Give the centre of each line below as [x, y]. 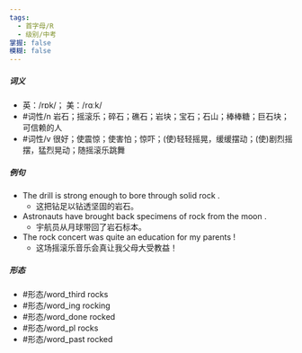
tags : [19, 18]
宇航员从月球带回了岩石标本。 [91, 227]
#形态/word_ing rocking [66, 305]
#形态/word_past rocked [67, 340]
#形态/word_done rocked [69, 317]
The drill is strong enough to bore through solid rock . [121, 196]
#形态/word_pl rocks [60, 328]
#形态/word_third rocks [65, 295]
